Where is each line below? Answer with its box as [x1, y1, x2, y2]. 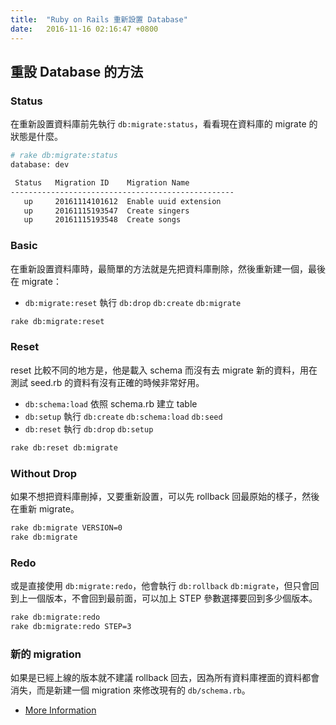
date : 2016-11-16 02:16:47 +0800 [10, 24, 159, 34]
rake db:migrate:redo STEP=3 [10, 621, 132, 631]
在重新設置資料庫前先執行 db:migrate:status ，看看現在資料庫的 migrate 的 [10, 118, 318, 130]
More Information [24, 704, 97, 716]
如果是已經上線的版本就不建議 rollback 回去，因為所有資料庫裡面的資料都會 [10, 672, 320, 684]
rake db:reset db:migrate [10, 442, 118, 453]
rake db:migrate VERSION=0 [10, 522, 123, 533]
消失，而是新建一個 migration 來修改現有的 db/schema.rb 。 [10, 684, 251, 696]
